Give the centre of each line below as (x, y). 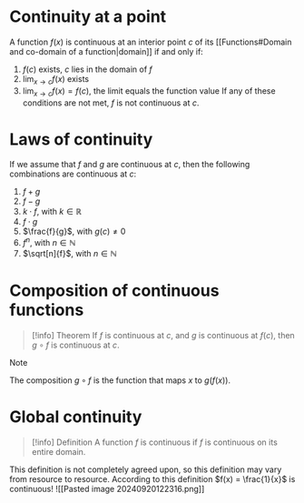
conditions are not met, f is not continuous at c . (111, 103)
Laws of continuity (81, 139)
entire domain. (59, 452)
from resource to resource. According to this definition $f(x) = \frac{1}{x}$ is (152, 479)
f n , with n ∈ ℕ (49, 242)
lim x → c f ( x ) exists (55, 80)
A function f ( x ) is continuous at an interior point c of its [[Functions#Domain (151, 42)
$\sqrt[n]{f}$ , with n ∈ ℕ (69, 254)
